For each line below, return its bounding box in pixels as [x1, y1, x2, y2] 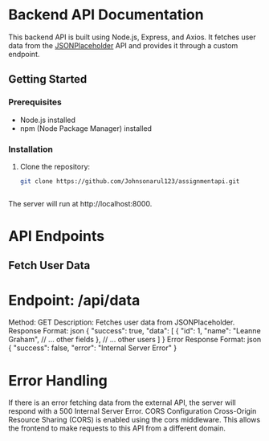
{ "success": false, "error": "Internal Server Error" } [8, 343, 177, 353]
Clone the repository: [19, 161, 91, 171]
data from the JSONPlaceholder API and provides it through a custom [8, 40, 238, 50]
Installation [8, 143, 54, 154]
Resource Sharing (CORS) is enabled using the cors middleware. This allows [8, 415, 261, 425]
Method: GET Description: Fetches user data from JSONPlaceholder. [8, 317, 235, 327]
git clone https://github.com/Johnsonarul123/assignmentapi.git [19, 177, 240, 186]
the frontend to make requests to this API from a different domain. [8, 423, 226, 433]
